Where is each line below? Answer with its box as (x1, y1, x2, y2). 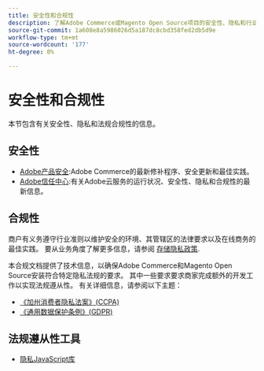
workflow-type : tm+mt (8, 33, 79, 42)
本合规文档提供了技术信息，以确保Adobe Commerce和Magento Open (8, 261, 233, 270)
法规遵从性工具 (8, 332, 81, 345)
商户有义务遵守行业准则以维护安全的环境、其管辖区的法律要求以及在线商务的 (8, 234, 256, 243)
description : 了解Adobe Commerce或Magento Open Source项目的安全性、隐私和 (8, 19, 246, 27)
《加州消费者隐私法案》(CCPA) (19, 297, 120, 306)
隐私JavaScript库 (19, 354, 76, 364)
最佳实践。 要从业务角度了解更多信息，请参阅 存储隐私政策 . (8, 243, 200, 253)
